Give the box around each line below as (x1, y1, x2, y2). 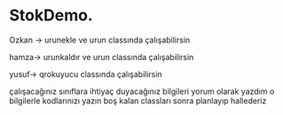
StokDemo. (9, 5, 93, 26)
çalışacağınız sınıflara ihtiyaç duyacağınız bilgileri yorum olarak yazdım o (9, 86, 275, 96)
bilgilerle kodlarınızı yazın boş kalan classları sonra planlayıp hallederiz (9, 95, 267, 106)
